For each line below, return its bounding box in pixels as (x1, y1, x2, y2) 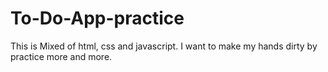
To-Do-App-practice (10, 7, 185, 30)
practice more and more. (10, 50, 113, 62)
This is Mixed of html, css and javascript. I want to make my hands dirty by (10, 40, 318, 52)
